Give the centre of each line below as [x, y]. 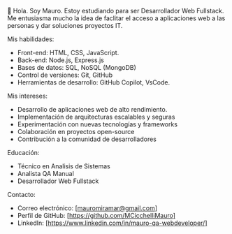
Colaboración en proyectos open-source [76, 132]
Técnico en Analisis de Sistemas [64, 166]
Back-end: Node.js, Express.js [61, 60]
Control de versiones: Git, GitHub [65, 75]
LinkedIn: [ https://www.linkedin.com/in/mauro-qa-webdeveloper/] [112, 223]
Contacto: [22, 195]
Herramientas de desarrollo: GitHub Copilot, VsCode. [93, 82]
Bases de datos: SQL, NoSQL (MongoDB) [77, 67]
